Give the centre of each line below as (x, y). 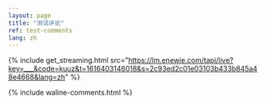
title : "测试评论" (37, 23)
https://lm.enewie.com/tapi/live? (181, 60)
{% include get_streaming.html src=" (68, 60)
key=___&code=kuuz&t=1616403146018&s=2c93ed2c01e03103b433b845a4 (133, 69)
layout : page (30, 15)
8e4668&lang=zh (37, 77)
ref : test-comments (40, 30)
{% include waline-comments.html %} (71, 93)
